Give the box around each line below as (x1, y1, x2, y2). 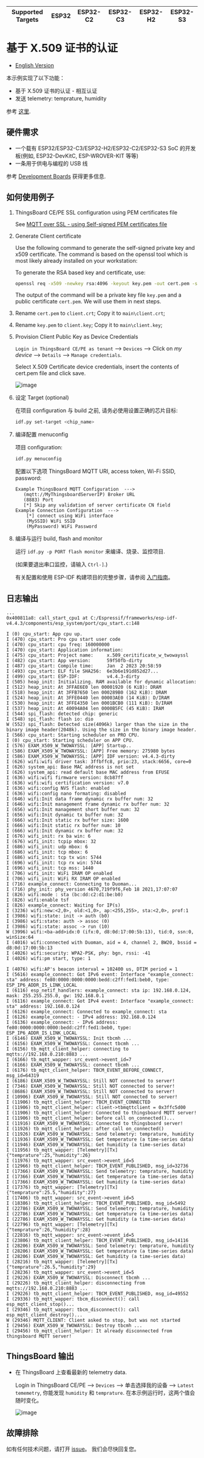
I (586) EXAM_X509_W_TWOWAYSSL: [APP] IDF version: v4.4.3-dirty (6, 753, 175, 759)
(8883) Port (23, 497, 54, 503)
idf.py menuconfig (15, 456, 62, 462)
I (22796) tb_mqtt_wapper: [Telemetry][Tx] (6, 1221, 118, 1228)
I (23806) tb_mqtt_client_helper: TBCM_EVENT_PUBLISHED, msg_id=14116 (6, 1237, 189, 1243)
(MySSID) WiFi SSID (26, 518, 76, 525)
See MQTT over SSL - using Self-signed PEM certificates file (15, 220, 168, 227)
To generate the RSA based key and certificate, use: (15, 269, 146, 276)
